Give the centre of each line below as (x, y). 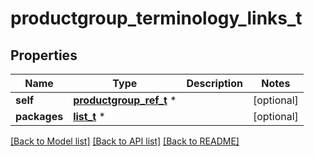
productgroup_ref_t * (125, 100)
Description (214, 83)
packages (39, 116)
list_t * (89, 116)
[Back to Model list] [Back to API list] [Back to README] (125, 141)
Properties (44, 55)
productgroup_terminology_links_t (156, 18)
